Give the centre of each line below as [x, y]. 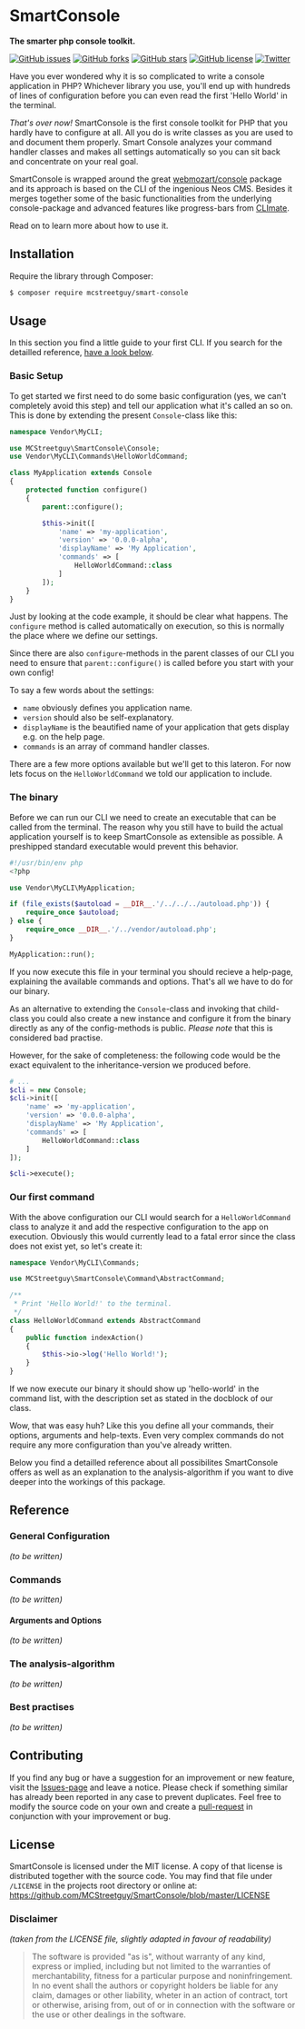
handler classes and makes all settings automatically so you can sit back [145, 152]
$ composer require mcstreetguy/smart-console [99, 293]
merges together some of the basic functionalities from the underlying [141, 198]
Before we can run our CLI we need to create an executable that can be [143, 817]
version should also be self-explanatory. [98, 718]
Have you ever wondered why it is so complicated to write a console [137, 76]
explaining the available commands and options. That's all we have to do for [151, 981]
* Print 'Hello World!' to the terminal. [93, 1304]
